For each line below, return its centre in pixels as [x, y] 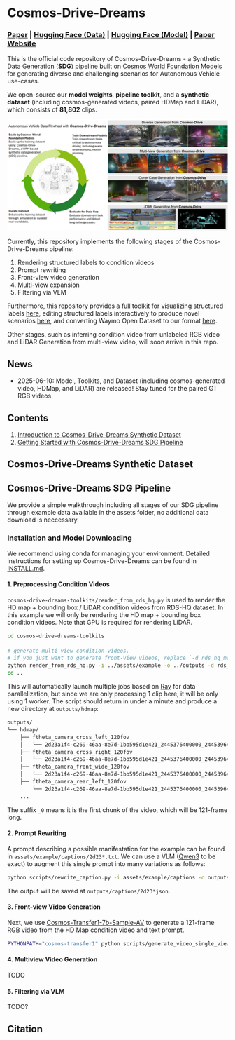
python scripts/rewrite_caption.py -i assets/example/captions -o [106, 877]
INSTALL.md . [26, 568]
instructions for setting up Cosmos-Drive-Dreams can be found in [102, 561]
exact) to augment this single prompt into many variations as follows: [106, 863]
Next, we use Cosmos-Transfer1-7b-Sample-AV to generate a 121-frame [111, 922]
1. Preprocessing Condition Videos [58, 584]
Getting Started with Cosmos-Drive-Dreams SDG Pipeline [100, 443]
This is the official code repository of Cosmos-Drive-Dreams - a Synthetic [114, 59]
